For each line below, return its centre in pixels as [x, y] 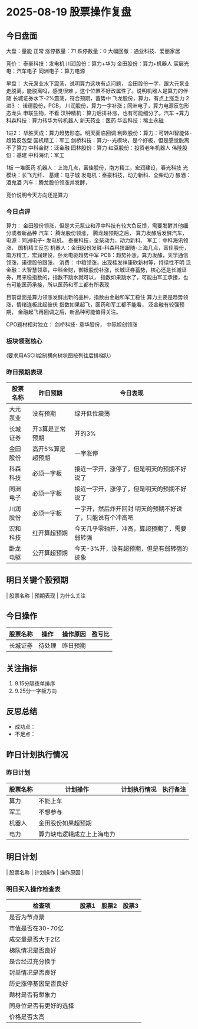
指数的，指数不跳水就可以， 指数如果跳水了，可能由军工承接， [107, 277]
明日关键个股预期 [37, 580]
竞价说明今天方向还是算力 [37, 195]
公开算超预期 [50, 553]
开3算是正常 [49, 429]
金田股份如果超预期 [65, 823]
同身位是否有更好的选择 [42, 1005]
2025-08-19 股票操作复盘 [69, 12]
